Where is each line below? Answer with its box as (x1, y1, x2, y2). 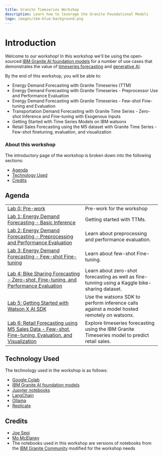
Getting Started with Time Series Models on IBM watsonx (12, 119, 127, 125)
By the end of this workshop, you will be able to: (5, 73, 101, 79)
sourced (5, 58, 22, 64)
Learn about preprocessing (84, 230, 147, 237)
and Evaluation (26, 103, 56, 109)
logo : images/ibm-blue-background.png (5, 16, 83, 21)
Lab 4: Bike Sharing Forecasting (7, 270, 80, 277)
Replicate (12, 403, 31, 409)
